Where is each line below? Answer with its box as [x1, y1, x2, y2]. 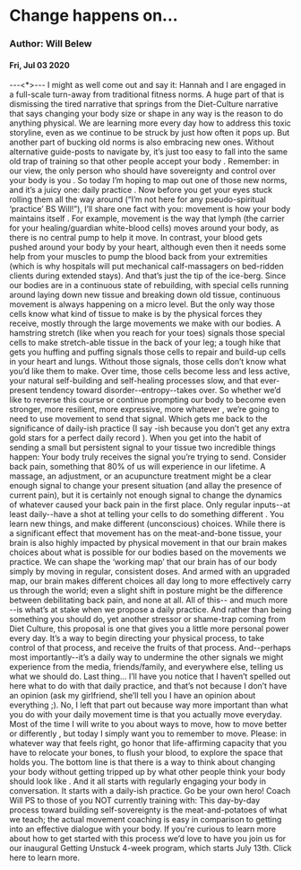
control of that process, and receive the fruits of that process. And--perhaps [9, 643, 291, 654]
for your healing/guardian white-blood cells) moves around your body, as [9, 223, 279, 233]
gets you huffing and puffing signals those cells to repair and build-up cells [9, 347, 287, 357]
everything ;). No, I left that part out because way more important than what [9, 699, 288, 710]
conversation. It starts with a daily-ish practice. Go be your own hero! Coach [9, 786, 291, 796]
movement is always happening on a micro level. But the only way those [9, 299, 275, 310]
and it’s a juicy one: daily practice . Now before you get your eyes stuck [9, 185, 273, 196]
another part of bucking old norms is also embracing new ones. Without [9, 136, 275, 148]
